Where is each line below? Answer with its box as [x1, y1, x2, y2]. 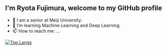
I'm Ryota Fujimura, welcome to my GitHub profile [5, 4, 163, 12]
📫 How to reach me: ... [12, 28, 60, 34]
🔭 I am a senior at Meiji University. [12, 17, 82, 23]
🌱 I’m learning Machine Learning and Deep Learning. [12, 22, 121, 28]
